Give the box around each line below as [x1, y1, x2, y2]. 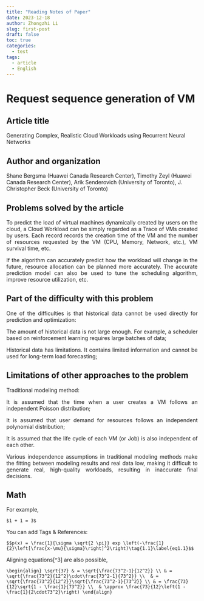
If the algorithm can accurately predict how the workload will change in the [6, 257, 198, 263]
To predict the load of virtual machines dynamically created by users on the [6, 219, 198, 226]
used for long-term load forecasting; [6, 352, 98, 360]
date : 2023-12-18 [6, 15, 50, 21]
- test [12, 49, 29, 55]
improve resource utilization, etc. [6, 276, 89, 283]
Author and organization [6, 156, 101, 166]
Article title [6, 116, 50, 126]
